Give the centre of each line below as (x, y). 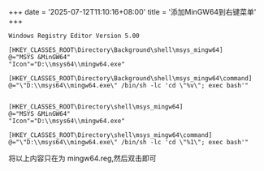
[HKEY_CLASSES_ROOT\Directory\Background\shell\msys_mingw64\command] (130, 79)
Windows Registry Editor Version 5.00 (74, 36)
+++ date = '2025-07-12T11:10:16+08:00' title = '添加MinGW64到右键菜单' (132, 12)
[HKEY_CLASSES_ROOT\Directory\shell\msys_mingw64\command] (110, 135)
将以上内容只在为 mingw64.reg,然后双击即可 (82, 158)
